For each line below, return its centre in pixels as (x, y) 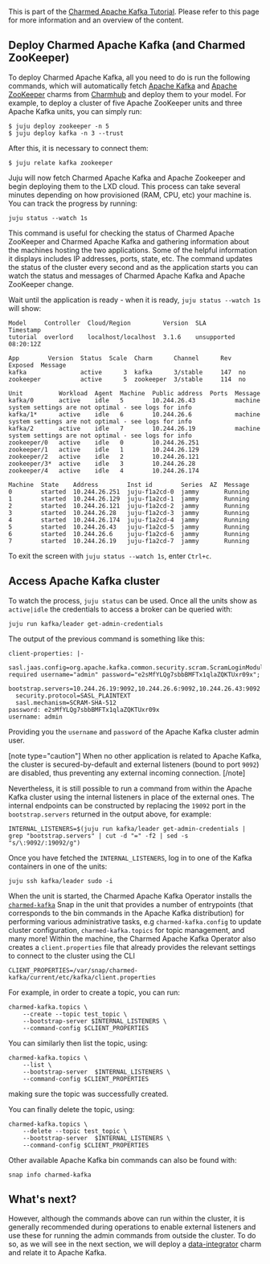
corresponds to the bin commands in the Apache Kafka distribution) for (127, 913)
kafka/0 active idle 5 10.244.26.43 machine (135, 400)
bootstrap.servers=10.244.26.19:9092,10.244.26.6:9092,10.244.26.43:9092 (135, 689)
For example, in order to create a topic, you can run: (94, 992)
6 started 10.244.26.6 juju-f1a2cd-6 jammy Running (129, 534)
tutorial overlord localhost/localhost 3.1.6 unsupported (122, 337)
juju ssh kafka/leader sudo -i (61, 881)
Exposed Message (37, 365)
